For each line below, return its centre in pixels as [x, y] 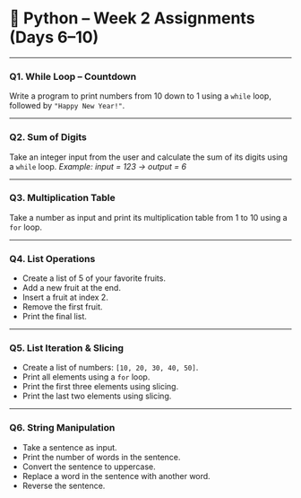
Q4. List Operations [52, 258]
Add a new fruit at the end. [71, 288]
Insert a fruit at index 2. [65, 297]
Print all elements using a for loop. [86, 377]
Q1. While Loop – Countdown [73, 76]
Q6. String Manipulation [62, 428]
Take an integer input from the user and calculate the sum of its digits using [149, 157]
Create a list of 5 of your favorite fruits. [94, 278]
